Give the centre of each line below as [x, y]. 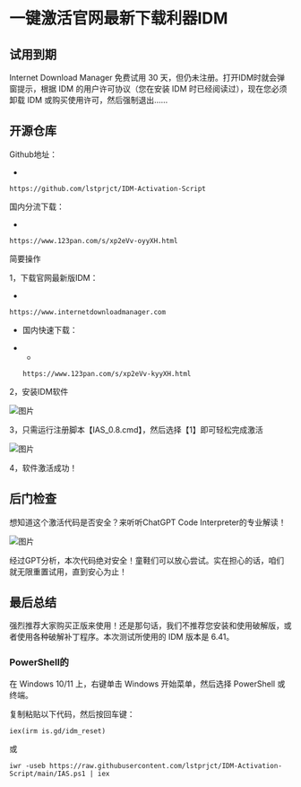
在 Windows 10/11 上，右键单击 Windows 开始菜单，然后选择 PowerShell [142, 684]
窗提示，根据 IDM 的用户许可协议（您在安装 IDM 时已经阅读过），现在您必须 [148, 89]
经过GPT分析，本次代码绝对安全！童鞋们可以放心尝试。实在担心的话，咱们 [147, 560]
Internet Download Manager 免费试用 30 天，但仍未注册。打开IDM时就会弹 [147, 78]
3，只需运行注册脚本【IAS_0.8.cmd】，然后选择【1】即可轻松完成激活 [136, 429]
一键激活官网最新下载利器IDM [119, 18]
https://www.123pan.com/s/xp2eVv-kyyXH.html [107, 373]
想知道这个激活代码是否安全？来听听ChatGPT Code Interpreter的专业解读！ [148, 522]
